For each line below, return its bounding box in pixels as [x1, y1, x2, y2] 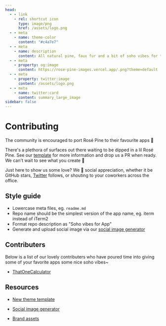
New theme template [12, 296, 55, 302]
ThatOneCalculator [12, 268, 51, 274]
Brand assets [12, 316, 40, 322]
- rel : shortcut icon [14, 16, 58, 21]
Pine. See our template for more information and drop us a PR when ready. [5, 152, 157, 158]
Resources [5, 283, 39, 292]
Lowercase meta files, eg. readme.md [12, 205, 86, 211]
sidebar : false [5, 100, 37, 105]
